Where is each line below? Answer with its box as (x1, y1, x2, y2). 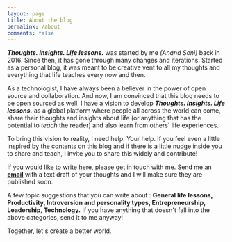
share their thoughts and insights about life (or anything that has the (7, 114, 201, 122)
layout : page (7, 10, 45, 17)
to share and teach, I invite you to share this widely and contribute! (7, 150, 198, 158)
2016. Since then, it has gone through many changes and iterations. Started (7, 56, 223, 65)
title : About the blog (7, 17, 73, 24)
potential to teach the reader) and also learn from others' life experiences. (7, 121, 219, 129)
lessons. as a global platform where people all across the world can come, (7, 106, 221, 115)
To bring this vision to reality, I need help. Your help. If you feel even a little (7, 135, 221, 143)
